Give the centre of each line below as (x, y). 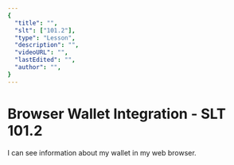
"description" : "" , (47, 45)
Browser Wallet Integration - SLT (117, 114)
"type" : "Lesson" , (45, 38)
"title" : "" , (36, 23)
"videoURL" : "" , (41, 52)
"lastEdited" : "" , (45, 60)
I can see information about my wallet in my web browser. (102, 152)
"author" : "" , (38, 67)
